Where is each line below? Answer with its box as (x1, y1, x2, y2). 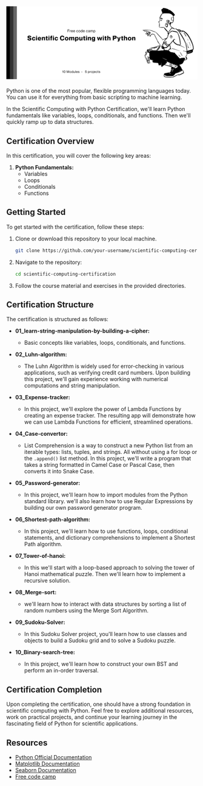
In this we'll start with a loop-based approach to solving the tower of (24, 564, 195, 571)
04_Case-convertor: (15, 430, 68, 438)
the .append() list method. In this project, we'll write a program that (24, 455, 191, 462)
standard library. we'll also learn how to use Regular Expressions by (24, 498, 193, 505)
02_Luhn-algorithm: (15, 351, 68, 358)
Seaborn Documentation (15, 767, 77, 774)
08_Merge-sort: (15, 589, 57, 596)
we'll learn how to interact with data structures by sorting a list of (24, 600, 187, 608)
